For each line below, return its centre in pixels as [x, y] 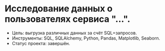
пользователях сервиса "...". [68, 19]
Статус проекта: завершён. [41, 43]
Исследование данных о [59, 9]
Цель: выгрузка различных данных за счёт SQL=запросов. [74, 33]
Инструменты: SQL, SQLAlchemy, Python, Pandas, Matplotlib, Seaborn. [86, 38]
